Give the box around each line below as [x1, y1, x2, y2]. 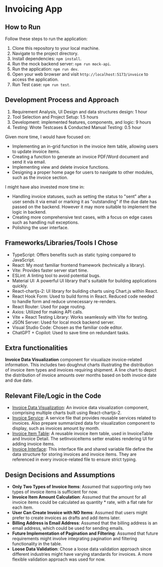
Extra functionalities [5, 344, 68, 352]
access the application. [12, 77, 59, 82]
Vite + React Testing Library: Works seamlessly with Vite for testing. [12, 314, 148, 320]
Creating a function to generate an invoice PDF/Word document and [12, 153, 149, 159]
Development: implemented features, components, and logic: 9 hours [12, 119, 151, 125]
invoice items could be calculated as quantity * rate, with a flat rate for [12, 500, 153, 505]
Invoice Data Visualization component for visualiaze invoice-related [5, 357, 142, 363]
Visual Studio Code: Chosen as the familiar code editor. [12, 324, 123, 330]
